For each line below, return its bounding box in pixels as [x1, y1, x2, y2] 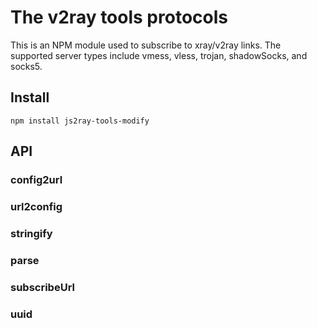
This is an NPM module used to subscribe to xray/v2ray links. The [10, 39, 282, 51]
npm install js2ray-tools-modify [10, 116, 150, 126]
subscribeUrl [10, 280, 75, 294]
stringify [10, 226, 53, 240]
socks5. [10, 60, 43, 72]
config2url [10, 173, 63, 187]
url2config [10, 199, 63, 213]
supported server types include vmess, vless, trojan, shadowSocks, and [10, 49, 308, 61]
